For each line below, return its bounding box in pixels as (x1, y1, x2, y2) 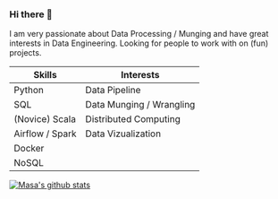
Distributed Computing (85, 113, 181, 125)
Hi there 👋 (9, 8, 54, 21)
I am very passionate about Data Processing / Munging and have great (9, 29, 269, 39)
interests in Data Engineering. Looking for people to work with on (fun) (9, 38, 269, 48)
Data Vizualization (85, 127, 162, 140)
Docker (13, 143, 45, 155)
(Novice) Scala (13, 113, 76, 125)
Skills (33, 69, 57, 82)
